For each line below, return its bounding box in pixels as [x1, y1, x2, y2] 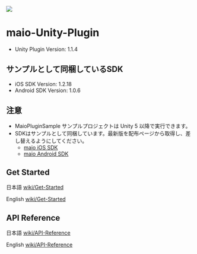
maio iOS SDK [23, 144, 58, 151]
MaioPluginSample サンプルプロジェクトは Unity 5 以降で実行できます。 [14, 122, 191, 129]
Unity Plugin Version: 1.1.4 [14, 45, 78, 53]
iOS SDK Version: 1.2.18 [14, 80, 72, 87]
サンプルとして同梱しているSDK [6, 64, 123, 74]
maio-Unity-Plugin [6, 26, 100, 40]
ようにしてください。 [35, 137, 88, 144]
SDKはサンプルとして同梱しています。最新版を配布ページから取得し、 [14, 129, 186, 136]
